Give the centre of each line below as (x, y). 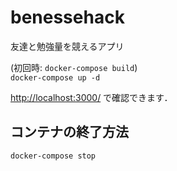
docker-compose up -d (55, 77)
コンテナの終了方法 (69, 132)
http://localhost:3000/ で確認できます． (91, 97)
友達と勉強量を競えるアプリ (67, 46)
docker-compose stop (53, 156)
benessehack (67, 17)
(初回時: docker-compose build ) (74, 67)
